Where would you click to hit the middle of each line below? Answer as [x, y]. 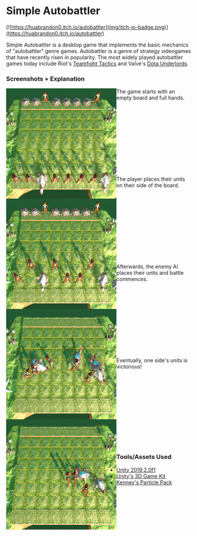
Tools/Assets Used [144, 457]
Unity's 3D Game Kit [141, 476]
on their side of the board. [148, 185]
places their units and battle [150, 273]
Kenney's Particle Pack [144, 482]
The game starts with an [146, 92]
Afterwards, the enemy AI [147, 267]
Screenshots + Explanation [46, 79]
